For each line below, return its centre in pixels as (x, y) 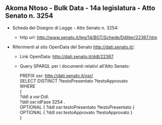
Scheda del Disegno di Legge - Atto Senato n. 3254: (65, 28)
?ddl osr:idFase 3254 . (42, 102)
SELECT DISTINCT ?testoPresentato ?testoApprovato (74, 81)
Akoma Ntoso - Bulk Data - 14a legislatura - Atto (80, 8)
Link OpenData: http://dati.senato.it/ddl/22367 (67, 56)
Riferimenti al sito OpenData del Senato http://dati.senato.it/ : (73, 47)
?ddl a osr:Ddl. (34, 96)
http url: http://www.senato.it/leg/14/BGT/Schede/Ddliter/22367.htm (88, 37)
